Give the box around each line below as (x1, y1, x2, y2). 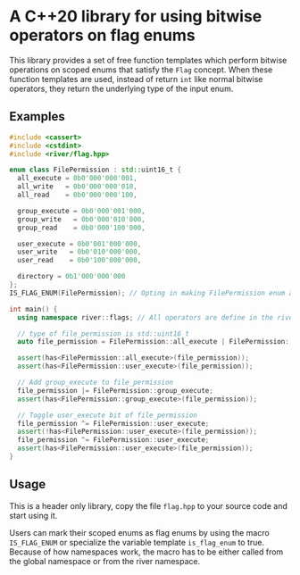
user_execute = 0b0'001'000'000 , (17, 239, 142, 248)
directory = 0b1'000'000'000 (17, 272, 126, 281)
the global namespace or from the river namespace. (9, 555, 201, 566)
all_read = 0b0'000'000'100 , (17, 190, 138, 199)
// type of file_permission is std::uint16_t (17, 329, 190, 338)
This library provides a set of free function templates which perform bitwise (9, 54, 287, 65)
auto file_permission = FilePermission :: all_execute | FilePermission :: (17, 337, 294, 346)
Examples (9, 109, 65, 124)
